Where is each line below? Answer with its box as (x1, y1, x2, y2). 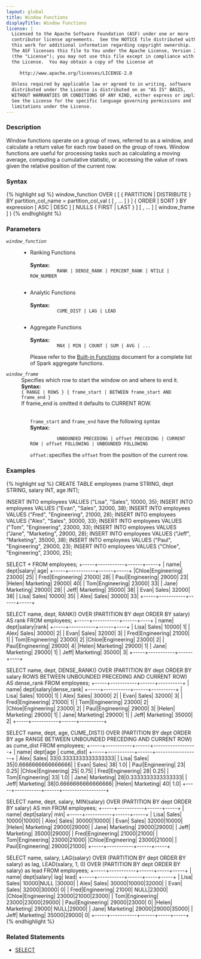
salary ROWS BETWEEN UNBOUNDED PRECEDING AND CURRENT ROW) (6, 673, 187, 680)
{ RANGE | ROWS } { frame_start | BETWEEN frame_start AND (21, 389, 172, 395)
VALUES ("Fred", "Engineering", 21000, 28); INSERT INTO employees (6, 510, 176, 518)
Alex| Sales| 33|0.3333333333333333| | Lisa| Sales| (19, 754, 150, 761)
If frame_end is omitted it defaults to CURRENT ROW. (21, 400, 152, 407)
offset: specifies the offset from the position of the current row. (29, 452, 189, 459)
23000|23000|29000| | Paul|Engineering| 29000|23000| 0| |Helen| (6, 899, 172, 906)
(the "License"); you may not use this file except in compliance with (11, 53, 194, 59)
